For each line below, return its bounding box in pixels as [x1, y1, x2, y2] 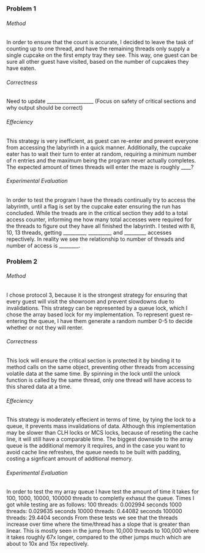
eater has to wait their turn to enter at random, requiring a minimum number [6, 150, 197, 158]
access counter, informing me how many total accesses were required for [6, 216, 192, 223]
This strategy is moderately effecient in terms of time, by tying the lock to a [6, 416, 196, 424]
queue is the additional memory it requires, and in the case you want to [6, 442, 185, 449]
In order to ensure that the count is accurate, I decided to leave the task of [6, 39, 194, 46]
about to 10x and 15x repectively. [6, 540, 89, 547]
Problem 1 [6, 4, 37, 13]
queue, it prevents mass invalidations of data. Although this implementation [6, 422, 196, 430]
